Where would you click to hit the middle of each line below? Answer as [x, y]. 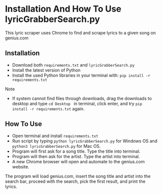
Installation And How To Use [63, 9]
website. [21, 167]
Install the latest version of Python [46, 70]
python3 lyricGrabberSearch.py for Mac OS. [56, 146]
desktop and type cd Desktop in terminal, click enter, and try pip [77, 104]
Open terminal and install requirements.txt [55, 136]
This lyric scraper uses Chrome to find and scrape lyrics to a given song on [81, 33]
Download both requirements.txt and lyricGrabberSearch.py [73, 65]
